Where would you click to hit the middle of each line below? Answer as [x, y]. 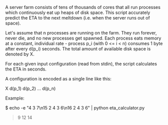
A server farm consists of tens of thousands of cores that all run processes [83, 7]
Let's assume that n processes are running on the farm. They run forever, [81, 33]
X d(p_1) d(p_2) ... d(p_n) [31, 88]
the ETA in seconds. [26, 69]
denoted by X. [20, 54]
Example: [15, 98]
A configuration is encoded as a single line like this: [58, 79]
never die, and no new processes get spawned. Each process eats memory [83, 38]
